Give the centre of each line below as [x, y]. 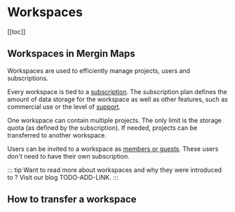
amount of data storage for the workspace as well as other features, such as [117, 99]
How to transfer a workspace [72, 200]
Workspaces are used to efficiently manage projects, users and [99, 70]
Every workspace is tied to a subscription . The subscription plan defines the [117, 91]
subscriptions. [28, 78]
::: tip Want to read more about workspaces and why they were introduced [115, 170]
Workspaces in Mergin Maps [71, 54]
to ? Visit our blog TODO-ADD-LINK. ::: [63, 177]
